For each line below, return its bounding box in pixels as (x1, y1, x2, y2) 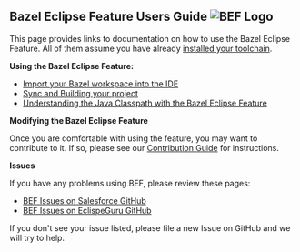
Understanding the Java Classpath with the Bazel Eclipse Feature (22, 97, 268, 108)
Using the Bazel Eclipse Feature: (9, 60, 135, 71)
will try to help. (9, 232, 65, 243)
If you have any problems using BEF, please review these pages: (9, 177, 251, 188)
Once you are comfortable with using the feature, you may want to (9, 133, 258, 144)
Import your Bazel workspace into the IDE (22, 78, 179, 89)
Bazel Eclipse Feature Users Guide (9, 9, 207, 25)
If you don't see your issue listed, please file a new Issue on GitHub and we (9, 222, 291, 233)
